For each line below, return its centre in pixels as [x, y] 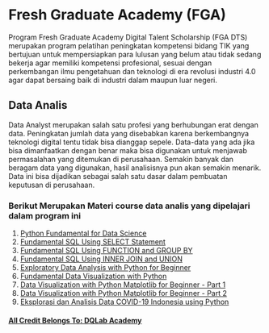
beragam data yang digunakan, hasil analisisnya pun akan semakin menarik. [135, 168]
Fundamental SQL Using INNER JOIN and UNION [101, 259]
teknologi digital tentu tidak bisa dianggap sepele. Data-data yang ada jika [132, 142]
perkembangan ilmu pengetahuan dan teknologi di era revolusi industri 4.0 [132, 71]
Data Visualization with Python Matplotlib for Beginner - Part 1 [123, 285]
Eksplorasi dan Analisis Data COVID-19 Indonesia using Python [124, 302]
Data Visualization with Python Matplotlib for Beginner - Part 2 [124, 293]
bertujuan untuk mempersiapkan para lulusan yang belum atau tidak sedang [135, 54]
